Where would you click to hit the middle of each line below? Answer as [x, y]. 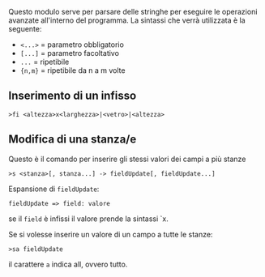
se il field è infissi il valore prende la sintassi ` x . [88, 219]
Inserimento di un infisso [73, 96]
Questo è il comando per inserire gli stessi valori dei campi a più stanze [127, 159]
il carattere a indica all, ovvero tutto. [68, 264]
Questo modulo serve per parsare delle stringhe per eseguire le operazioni [133, 12]
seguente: [25, 29]
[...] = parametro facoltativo [70, 53]
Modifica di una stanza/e [73, 140]
